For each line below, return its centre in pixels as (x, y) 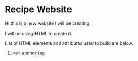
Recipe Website (38, 9)
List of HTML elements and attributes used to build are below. (69, 43)
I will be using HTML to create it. (39, 33)
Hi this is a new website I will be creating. (48, 23)
